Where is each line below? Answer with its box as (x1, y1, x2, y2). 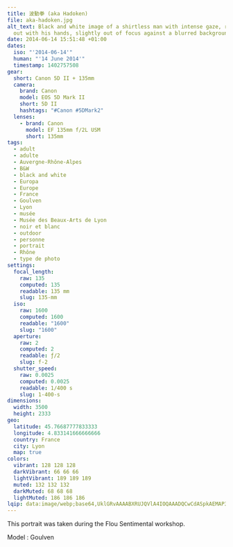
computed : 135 (19, 281, 60, 288)
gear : (7, 68, 23, 75)
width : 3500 (13, 404, 49, 411)
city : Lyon (13, 442, 45, 450)
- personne (13, 236, 45, 243)
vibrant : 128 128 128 (13, 462, 76, 469)
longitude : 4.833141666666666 (13, 430, 101, 437)
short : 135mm (25, 133, 64, 140)
